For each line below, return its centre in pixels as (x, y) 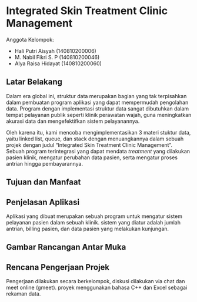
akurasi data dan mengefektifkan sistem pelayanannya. (73, 121)
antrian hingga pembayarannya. (45, 163)
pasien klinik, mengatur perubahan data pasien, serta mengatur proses (92, 157)
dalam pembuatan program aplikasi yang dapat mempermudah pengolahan (97, 102)
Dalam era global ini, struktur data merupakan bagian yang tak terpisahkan (96, 96)
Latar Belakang (34, 82)
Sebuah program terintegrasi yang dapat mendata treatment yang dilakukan (98, 151)
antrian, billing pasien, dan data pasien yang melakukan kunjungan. (88, 229)
